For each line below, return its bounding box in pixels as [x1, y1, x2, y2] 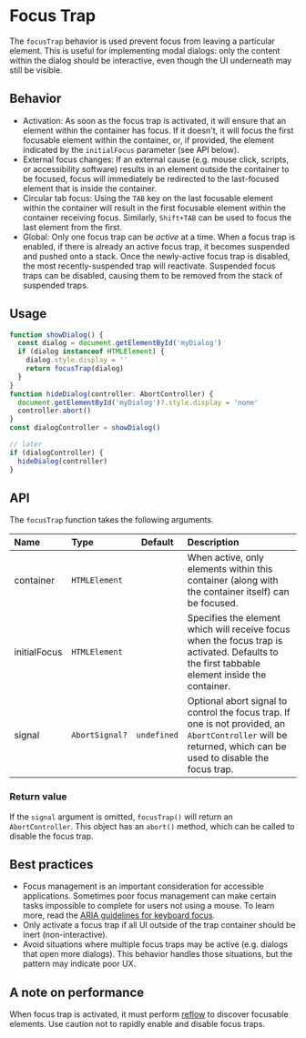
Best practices [9, 857, 94, 872]
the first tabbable [187, 657, 261, 670]
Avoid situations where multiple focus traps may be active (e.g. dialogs [22, 939, 289, 950]
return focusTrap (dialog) [25, 364, 125, 373]
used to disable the [187, 752, 270, 765]
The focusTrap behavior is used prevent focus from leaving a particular [9, 36, 276, 46]
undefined [136, 730, 179, 740]
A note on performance [9, 984, 144, 1000]
